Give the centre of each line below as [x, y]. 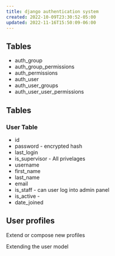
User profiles [30, 221]
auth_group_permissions [45, 67]
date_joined [29, 202]
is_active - [27, 196]
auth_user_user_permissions [49, 92]
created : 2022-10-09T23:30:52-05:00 [51, 17]
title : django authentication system [52, 11]
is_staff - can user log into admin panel [62, 189]
